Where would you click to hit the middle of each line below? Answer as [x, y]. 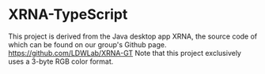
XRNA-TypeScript [68, 15]
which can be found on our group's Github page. [87, 44]
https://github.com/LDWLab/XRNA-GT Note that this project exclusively [125, 53]
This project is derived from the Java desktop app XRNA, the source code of [133, 36]
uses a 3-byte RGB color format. [61, 61]
